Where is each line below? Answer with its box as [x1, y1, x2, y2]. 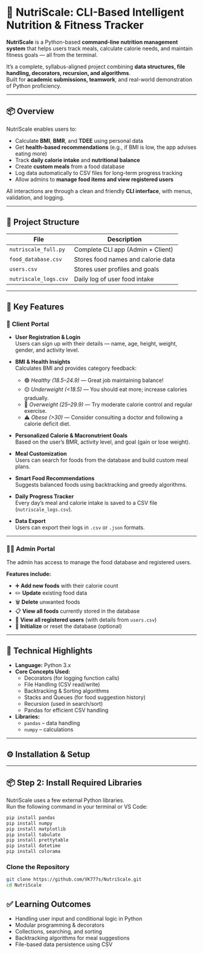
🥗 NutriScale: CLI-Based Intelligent [6, 5, 184, 19]
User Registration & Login [14, 334, 80, 341]
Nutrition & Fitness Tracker [6, 18, 144, 32]
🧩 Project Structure [6, 217, 80, 228]
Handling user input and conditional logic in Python [14, 915, 143, 922]
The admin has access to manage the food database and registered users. [6, 558, 192, 565]
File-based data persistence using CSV [14, 941, 113, 948]
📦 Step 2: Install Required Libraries [6, 777, 143, 788]
